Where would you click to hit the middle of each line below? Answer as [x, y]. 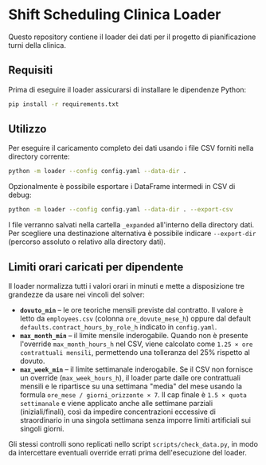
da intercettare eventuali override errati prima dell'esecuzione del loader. [127, 453]
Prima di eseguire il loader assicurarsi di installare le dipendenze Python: [127, 89]
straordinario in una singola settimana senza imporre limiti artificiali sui [135, 420]
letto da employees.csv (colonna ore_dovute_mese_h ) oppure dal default [135, 318]
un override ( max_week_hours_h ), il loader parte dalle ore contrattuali [130, 378]
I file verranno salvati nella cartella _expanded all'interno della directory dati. [131, 225]
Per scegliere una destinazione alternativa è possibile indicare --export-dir [132, 234]
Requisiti [31, 71]
